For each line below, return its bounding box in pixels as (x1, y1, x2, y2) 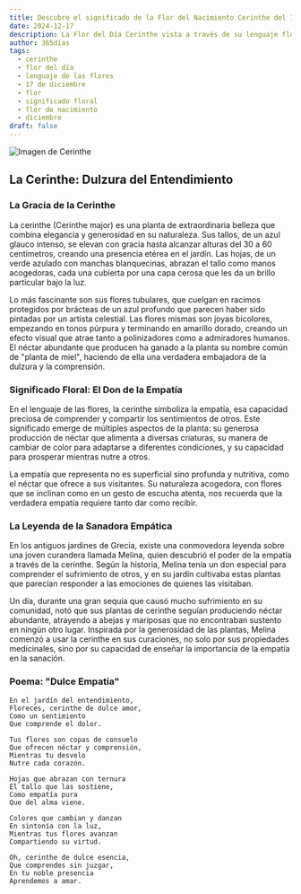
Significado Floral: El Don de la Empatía (9, 383, 184, 396)
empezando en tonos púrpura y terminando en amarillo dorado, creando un (9, 322, 288, 333)
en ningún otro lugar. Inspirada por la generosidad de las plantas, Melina (9, 625, 276, 635)
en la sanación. (9, 653, 65, 664)
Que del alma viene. (9, 798, 87, 807)
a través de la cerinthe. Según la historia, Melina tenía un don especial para (9, 559, 287, 570)
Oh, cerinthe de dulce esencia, (9, 853, 130, 862)
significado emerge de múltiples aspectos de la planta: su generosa (9, 423, 260, 434)
